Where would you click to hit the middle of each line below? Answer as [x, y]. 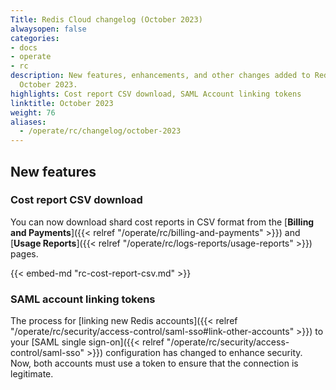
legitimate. [32, 374]
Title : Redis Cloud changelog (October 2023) [106, 19]
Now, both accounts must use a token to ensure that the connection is [154, 363]
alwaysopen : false [48, 29]
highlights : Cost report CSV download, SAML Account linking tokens [156, 94]
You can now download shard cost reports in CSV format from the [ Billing [162, 222]
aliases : [28, 122]
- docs [24, 47]
